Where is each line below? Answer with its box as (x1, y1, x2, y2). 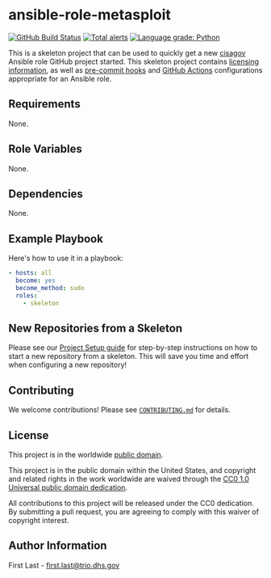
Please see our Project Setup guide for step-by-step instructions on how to (8, 343, 258, 352)
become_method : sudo (15, 284, 85, 292)
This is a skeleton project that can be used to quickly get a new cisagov (8, 48, 246, 57)
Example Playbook (8, 232, 103, 246)
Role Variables (8, 142, 82, 156)
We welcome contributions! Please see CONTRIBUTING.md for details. (8, 405, 231, 415)
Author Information (8, 539, 107, 553)
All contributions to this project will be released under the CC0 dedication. (8, 499, 254, 508)
